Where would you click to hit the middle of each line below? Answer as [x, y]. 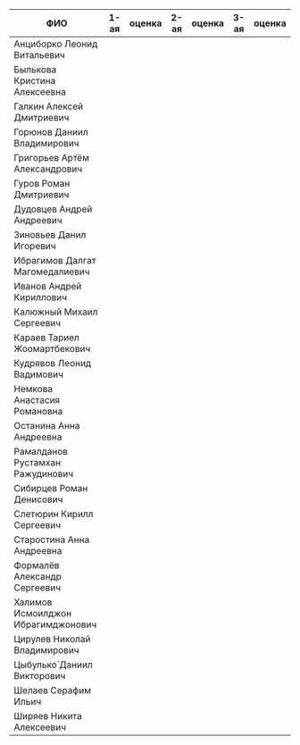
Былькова [35, 69]
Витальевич [39, 55]
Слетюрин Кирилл [54, 514]
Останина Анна [47, 426]
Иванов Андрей [48, 286]
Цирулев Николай [52, 639]
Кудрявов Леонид [53, 363]
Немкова [33, 389]
